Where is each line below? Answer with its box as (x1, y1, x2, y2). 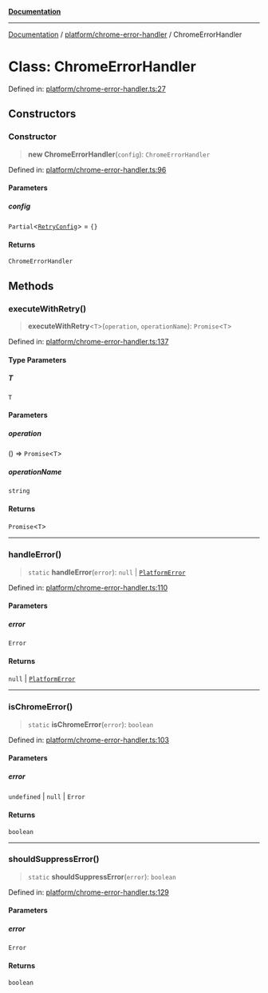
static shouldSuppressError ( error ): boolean (27, 872, 177, 881)
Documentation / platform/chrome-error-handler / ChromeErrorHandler (8, 30, 242, 39)
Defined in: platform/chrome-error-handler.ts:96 (8, 165, 167, 174)
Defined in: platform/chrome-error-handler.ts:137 (8, 337, 169, 347)
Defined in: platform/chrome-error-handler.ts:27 (8, 84, 166, 93)
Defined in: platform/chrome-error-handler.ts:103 (8, 735, 170, 745)
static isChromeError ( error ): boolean (27, 719, 154, 729)
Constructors (8, 107, 77, 121)
